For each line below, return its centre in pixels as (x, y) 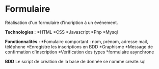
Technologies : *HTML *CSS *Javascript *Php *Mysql (62, 32)
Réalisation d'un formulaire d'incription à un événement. (62, 23)
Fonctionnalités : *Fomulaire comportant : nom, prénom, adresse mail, (77, 41)
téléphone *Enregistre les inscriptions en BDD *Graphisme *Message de (79, 46)
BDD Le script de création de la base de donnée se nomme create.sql (75, 61)
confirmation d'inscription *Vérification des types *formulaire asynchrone (80, 52)
